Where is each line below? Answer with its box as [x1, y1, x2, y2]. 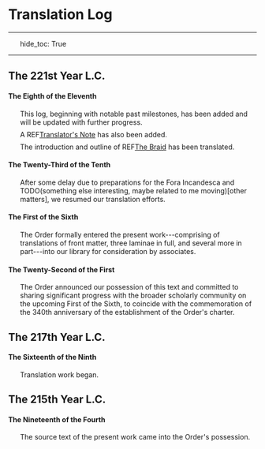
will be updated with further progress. [20, 117, 144, 127]
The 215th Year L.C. [8, 393, 106, 406]
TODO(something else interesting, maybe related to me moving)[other [20, 185, 247, 195]
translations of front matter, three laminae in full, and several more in [20, 238, 242, 248]
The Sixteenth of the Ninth [8, 353, 97, 362]
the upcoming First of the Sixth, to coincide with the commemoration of [20, 299, 252, 309]
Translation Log [8, 6, 113, 24]
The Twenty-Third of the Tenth [8, 160, 111, 170]
